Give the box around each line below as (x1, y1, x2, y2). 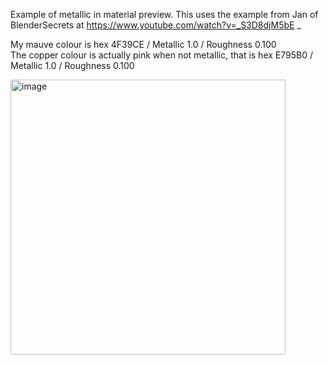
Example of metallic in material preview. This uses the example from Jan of (10, 9, 319, 20)
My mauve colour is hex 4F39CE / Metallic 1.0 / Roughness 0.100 (10, 39, 277, 50)
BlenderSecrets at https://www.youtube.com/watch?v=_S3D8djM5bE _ (10, 19, 302, 31)
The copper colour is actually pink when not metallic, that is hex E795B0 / (10, 49, 313, 61)
